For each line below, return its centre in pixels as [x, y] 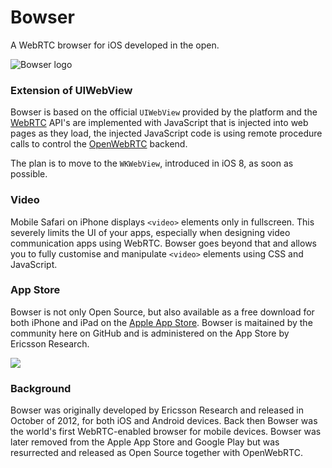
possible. [29, 174]
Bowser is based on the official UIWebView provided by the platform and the [164, 112]
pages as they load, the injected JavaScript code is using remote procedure [166, 133]
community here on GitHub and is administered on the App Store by [150, 333]
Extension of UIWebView [71, 90]
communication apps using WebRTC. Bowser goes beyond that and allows [163, 243]
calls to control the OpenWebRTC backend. [99, 144]
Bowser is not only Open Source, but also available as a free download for [162, 312]
